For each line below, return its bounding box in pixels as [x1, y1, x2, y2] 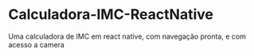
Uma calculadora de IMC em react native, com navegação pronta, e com [8, 32, 247, 41]
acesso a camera [8, 39, 65, 49]
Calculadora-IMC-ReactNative [8, 6, 213, 24]
